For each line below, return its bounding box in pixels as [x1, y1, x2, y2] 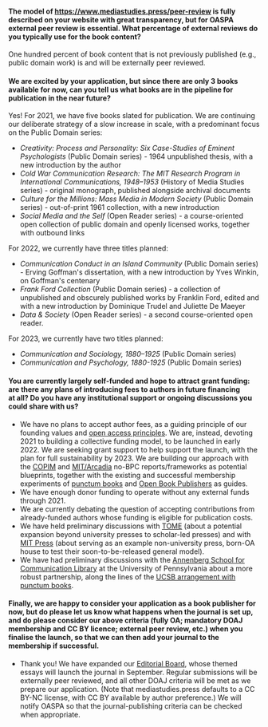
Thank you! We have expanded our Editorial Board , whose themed [19, 658, 238, 668]
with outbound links [19, 228, 85, 238]
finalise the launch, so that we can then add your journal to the [8, 633, 219, 642]
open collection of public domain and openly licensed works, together [19, 219, 250, 229]
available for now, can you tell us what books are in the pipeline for [8, 85, 234, 94]
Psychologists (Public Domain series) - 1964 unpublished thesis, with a [19, 152, 254, 161]
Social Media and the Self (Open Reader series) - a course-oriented [19, 211, 244, 221]
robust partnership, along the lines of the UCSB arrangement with [19, 571, 236, 582]
